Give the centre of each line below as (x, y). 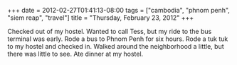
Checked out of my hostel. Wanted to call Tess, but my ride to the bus (110, 31)
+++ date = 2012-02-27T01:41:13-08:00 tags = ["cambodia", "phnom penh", (118, 10)
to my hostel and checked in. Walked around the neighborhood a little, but (116, 46)
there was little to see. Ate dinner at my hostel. (75, 54)
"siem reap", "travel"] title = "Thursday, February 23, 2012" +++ (101, 18)
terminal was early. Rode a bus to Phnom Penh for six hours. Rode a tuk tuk (118, 39)
